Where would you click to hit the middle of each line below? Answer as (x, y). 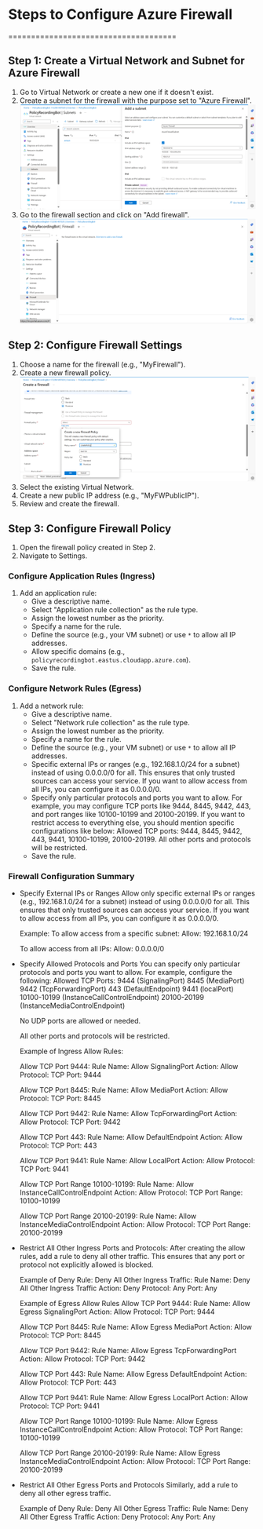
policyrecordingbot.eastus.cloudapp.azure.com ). (111, 660)
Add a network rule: (51, 706)
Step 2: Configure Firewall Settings (95, 346)
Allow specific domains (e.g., (78, 651)
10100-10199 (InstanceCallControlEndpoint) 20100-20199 (111, 997)
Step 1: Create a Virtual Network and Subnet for (126, 61)
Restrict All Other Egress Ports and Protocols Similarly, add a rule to (128, 1484)
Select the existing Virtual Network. (77, 487)
